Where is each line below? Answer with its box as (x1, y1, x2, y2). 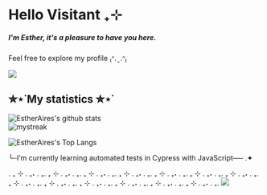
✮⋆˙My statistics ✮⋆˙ (8, 92, 115, 106)
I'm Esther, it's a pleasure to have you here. (8, 32, 157, 42)
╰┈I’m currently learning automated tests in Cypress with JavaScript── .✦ (8, 152, 253, 162)
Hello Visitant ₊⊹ (8, 6, 122, 24)
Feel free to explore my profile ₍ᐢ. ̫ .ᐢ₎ (8, 54, 127, 63)
